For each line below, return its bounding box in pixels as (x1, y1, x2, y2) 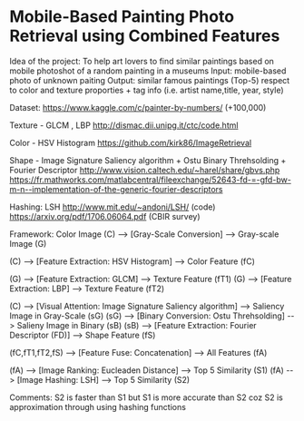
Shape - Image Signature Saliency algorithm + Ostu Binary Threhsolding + (9, 154, 287, 165)
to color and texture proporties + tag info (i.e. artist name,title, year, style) (9, 84, 284, 95)
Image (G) (9, 238, 47, 249)
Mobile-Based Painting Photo (9, 6, 234, 27)
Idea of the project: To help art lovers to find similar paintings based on (9, 55, 275, 66)
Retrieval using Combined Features (9, 25, 280, 46)
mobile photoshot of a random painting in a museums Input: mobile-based (9, 65, 287, 76)
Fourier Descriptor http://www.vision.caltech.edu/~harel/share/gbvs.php (9, 164, 280, 175)
